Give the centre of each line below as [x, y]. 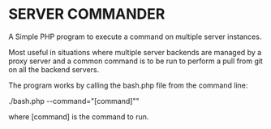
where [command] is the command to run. [79, 116]
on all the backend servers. [54, 69]
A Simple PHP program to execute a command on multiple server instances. [135, 37]
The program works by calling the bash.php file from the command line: [128, 85]
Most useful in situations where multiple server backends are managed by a [135, 52]
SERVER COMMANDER [87, 14]
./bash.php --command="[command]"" [74, 101]
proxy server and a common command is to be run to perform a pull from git [136, 61]
